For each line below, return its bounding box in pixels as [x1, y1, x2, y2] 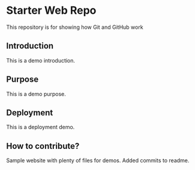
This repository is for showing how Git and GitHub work [6, 23, 143, 31]
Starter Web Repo [6, 4, 97, 17]
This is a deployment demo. [6, 124, 75, 131]
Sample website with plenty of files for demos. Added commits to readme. [6, 157, 190, 164]
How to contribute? [6, 141, 80, 151]
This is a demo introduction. [6, 56, 76, 64]
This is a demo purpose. [6, 90, 66, 97]
